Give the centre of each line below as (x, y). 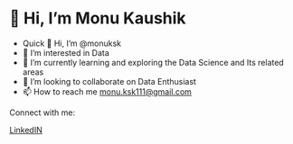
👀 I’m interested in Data (66, 52)
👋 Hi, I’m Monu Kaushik (98, 18)
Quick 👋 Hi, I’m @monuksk (72, 43)
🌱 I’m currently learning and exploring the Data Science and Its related (153, 62)
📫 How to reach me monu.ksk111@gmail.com (107, 91)
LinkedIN (26, 130)
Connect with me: (42, 112)
